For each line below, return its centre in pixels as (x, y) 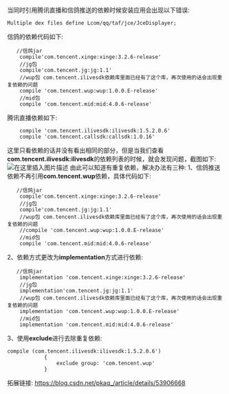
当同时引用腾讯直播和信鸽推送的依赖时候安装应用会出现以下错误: (99, 10)
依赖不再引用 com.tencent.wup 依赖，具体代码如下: (79, 176)
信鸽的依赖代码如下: (35, 37)
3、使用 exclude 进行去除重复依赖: (55, 338)
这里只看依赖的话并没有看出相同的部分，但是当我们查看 (85, 150)
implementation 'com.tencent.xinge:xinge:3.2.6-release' (103, 277)
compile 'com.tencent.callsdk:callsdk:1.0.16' (87, 137)
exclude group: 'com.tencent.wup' (106, 363)
